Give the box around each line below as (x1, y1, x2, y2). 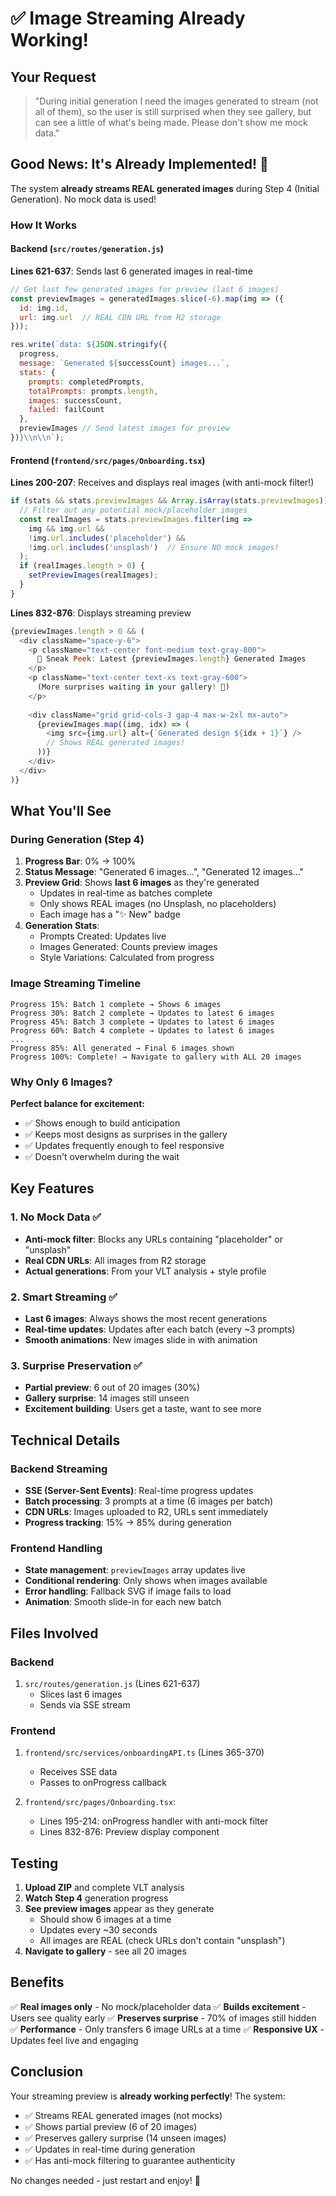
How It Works (10, 218, 78, 232)
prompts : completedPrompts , (28, 377, 145, 387)
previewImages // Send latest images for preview (19, 423, 230, 434)
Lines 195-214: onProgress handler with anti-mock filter (39, 1815, 269, 1827)
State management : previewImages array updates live (24, 1564, 246, 1576)
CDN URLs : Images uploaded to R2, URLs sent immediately (24, 1505, 269, 1517)
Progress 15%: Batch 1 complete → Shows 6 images (10, 999, 222, 1009)
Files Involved (10, 1625, 99, 1642)
